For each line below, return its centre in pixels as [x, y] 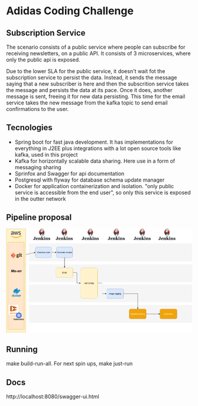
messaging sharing [38, 167]
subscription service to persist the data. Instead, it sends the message [92, 77]
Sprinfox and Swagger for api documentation [69, 173]
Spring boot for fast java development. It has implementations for [94, 142]
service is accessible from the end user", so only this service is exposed [103, 192]
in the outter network [40, 199]
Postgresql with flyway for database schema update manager [90, 180]
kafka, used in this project [46, 154]
